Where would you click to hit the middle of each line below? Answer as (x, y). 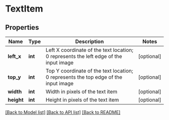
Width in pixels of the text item (81, 92)
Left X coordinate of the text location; (90, 50)
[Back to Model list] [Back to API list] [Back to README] (63, 112)
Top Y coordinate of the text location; (89, 71)
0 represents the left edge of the (84, 56)
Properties (22, 27)
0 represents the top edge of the (84, 77)
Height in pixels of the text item (82, 100)
